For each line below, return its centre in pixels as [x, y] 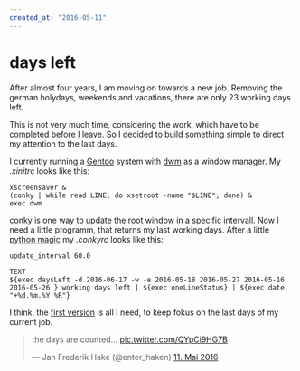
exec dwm [26, 203]
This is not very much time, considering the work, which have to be [135, 124]
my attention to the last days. [63, 143]
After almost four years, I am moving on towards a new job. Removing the [146, 88]
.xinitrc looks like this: [50, 171]
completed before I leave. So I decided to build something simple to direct [147, 134]
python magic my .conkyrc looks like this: [87, 239]
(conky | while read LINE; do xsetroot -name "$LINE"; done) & [131, 195]
